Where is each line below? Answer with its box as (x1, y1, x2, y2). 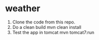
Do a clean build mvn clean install (12, 24, 82, 30)
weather (5, 3, 41, 14)
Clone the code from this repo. (12, 19, 76, 25)
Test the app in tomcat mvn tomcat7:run (12, 29, 95, 35)
